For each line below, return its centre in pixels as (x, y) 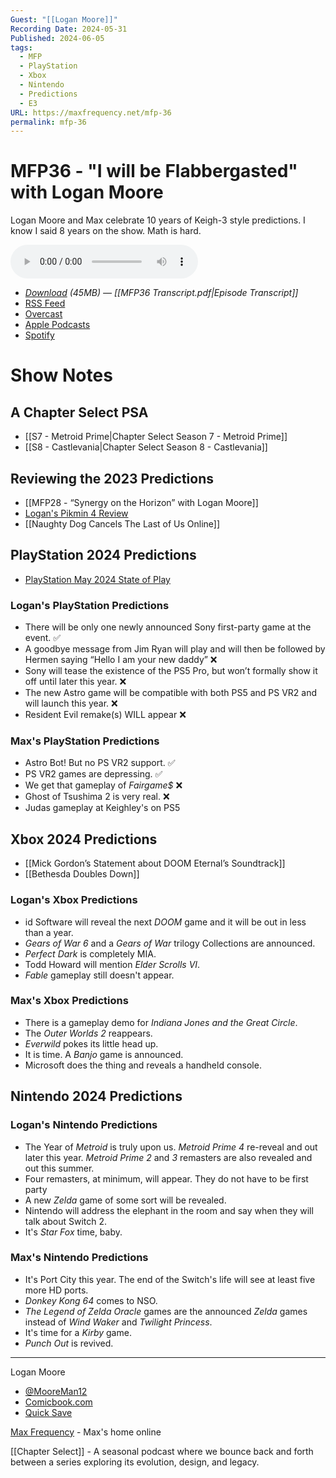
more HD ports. (56, 1290)
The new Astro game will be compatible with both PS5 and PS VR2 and (171, 693)
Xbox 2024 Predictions (84, 839)
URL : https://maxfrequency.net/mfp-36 (91, 112)
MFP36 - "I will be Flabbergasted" (154, 171)
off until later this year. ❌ (75, 682)
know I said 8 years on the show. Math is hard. (106, 231)
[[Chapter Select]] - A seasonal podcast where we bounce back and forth (162, 1451)
